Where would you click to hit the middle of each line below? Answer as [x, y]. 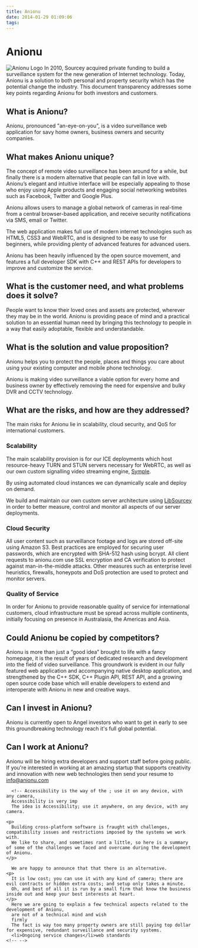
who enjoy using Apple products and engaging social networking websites [97, 190]
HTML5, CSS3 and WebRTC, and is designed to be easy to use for [86, 238]
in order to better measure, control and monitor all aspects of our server [93, 506]
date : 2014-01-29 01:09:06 [39, 17]
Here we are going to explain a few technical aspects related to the [100, 904]
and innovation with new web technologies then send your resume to [90, 773]
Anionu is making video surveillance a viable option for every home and [93, 379]
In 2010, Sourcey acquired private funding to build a [107, 68]
